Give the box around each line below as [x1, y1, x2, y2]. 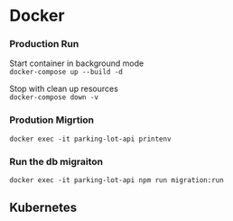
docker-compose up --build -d [9, 68, 124, 77]
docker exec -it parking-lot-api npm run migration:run [9, 176, 224, 185]
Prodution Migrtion [9, 114, 95, 126]
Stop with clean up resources [9, 83, 119, 95]
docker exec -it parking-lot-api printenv [9, 134, 172, 143]
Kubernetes [9, 200, 78, 216]
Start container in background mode [9, 58, 144, 69]
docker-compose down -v [9, 93, 99, 102]
